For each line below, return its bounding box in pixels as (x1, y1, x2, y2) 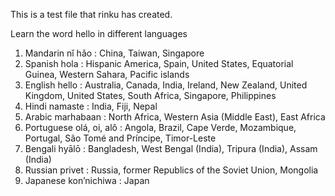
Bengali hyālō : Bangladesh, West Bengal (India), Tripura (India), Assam (24, 143, 318, 154)
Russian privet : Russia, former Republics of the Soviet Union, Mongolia (24, 164, 319, 176)
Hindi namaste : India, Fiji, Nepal (24, 100, 158, 112)
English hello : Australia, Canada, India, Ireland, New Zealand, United (24, 79, 308, 91)
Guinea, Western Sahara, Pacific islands (24, 69, 190, 80)
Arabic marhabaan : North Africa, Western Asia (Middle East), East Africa (24, 111, 326, 123)
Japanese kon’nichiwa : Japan (24, 175, 150, 186)
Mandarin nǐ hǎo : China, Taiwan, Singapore (24, 47, 205, 59)
